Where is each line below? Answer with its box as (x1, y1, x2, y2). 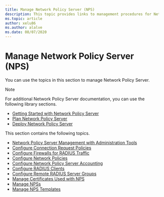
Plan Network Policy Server (12, 115, 67, 122)
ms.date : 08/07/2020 (5, 30, 47, 35)
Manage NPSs (12, 181, 41, 187)
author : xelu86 (5, 20, 36, 26)
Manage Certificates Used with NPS (12, 176, 85, 181)
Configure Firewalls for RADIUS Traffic (12, 150, 90, 156)
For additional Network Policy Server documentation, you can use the (5, 96, 145, 102)
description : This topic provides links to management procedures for (5, 12, 152, 17)
